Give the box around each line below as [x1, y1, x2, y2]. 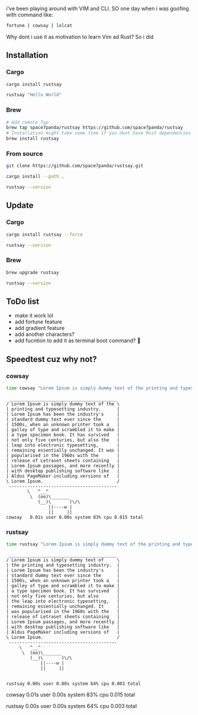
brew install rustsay [6, 135, 60, 142]
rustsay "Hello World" [6, 92, 62, 98]
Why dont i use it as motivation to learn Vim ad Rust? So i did [6, 33, 154, 40]
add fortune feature [14, 318, 62, 326]
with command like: [6, 11, 54, 18]
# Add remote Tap [6, 119, 49, 125]
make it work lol [14, 312, 54, 319]
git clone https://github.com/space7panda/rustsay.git [6, 163, 144, 169]
